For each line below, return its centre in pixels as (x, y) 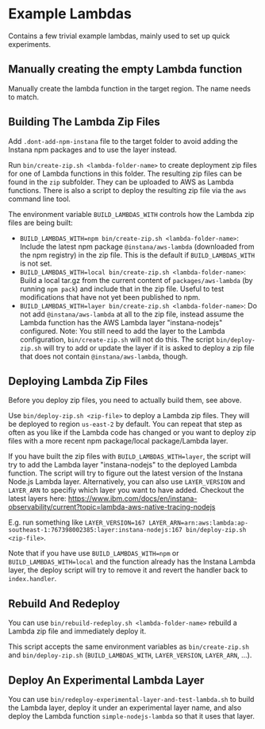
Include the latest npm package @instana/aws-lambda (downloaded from (137, 246)
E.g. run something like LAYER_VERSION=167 (77, 522)
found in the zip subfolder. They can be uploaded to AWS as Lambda (121, 182)
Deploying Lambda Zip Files (78, 381)
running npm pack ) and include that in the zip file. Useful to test (122, 289)
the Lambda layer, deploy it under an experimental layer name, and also (125, 708)
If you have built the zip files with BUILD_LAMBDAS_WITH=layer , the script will (130, 456)
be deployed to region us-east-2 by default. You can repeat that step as (125, 424)
